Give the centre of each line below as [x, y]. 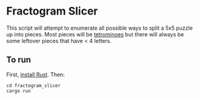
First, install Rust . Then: [36, 75]
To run [19, 60]
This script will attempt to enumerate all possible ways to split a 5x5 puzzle [99, 28]
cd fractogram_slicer [34, 85]
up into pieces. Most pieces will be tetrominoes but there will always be [95, 34]
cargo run [19, 91]
